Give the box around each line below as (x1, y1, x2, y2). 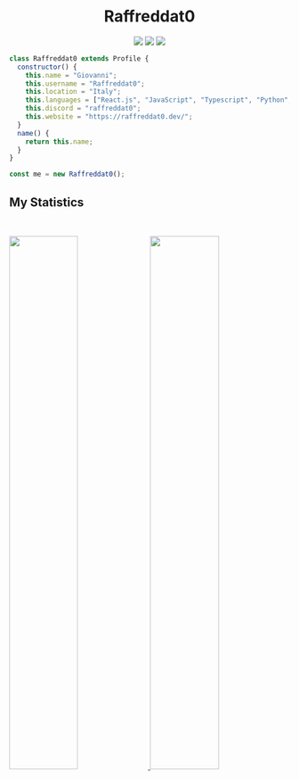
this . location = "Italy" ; (25, 87, 122, 96)
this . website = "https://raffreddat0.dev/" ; (25, 112, 193, 121)
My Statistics (9, 195, 85, 210)
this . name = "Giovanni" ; (25, 71, 117, 79)
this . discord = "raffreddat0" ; (25, 104, 141, 113)
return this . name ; (25, 137, 93, 146)
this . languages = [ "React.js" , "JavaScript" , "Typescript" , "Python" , (25, 95, 293, 104)
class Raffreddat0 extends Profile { (9, 54, 149, 63)
